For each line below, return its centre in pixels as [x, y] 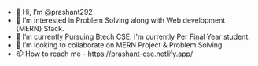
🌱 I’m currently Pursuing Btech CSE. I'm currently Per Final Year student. [133, 36]
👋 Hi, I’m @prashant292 [54, 12]
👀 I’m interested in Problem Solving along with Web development [120, 20]
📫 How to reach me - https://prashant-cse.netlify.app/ [104, 54]
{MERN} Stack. [40, 28]
